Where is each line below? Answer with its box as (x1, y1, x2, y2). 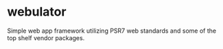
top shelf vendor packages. (7, 33, 85, 42)
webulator (7, 4, 67, 20)
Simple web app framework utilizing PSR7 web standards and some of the (7, 27, 217, 35)
